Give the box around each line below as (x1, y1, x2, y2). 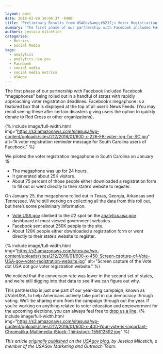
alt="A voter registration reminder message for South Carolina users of (5, 139, 147, 144)
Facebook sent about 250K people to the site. (12, 223, 104, 229)
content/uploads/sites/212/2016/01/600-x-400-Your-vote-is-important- (5, 323, 148, 329)
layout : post (5, 11, 32, 16)
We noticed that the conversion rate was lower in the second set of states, (5, 273, 154, 279)
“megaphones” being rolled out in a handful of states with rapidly (5, 93, 135, 99)
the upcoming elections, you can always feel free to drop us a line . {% (5, 308, 145, 314)
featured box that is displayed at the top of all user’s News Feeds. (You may (5, 103, 156, 109)
